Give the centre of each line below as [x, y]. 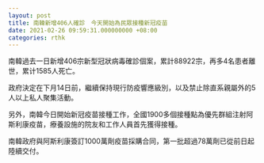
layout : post [30, 15]
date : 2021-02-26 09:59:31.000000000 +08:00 [83, 30]
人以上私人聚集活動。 [43, 98]
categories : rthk [37, 38]
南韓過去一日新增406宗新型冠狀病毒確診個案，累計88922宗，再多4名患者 [128, 61]
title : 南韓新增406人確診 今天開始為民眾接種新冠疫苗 [88, 23]
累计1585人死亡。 [50, 71]
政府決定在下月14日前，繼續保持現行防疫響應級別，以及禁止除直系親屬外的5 [132, 88]
